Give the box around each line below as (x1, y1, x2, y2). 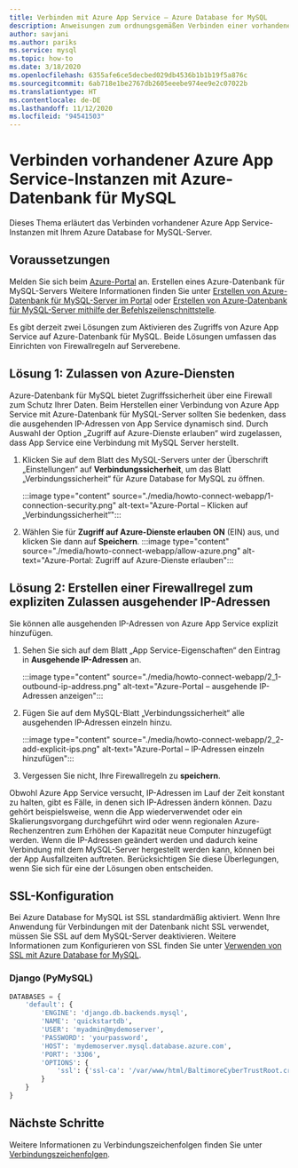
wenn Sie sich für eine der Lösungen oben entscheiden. (9, 862, 214, 873)
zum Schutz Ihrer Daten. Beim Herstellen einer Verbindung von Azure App (9, 399, 279, 409)
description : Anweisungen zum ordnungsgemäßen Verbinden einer (9, 21, 248, 30)
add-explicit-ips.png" (21, 743, 100, 754)
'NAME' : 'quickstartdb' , (41, 1017, 133, 1026)
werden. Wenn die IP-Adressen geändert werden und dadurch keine (9, 834, 258, 845)
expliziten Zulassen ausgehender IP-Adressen (9, 594, 271, 609)
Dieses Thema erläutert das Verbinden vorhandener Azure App (9, 218, 240, 228)
